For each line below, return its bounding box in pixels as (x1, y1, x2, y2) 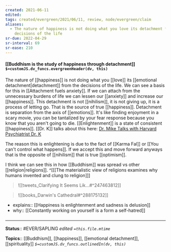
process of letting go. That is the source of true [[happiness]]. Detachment (5, 104, 162, 110)
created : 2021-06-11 (5, 7, 49, 13)
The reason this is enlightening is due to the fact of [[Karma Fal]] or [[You (5, 141, 159, 147)
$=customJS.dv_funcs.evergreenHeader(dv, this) (5, 67, 108, 72)
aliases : (5, 21, 24, 27)
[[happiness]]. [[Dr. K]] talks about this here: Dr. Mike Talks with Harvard (5, 125, 157, 131)
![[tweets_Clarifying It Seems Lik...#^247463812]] (17, 182, 121, 188)
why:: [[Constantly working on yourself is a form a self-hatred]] (12, 207, 146, 213)
